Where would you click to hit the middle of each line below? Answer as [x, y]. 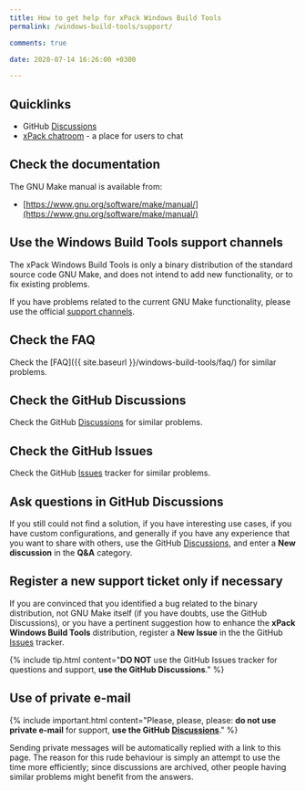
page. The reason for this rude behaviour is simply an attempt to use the [145, 757]
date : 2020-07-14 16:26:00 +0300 [73, 59]
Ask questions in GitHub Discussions [117, 501]
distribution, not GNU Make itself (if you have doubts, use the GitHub [138, 613]
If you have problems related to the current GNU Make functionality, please [150, 301]
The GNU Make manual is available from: [86, 186]
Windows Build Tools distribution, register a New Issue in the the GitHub [147, 632]
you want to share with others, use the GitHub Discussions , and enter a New [152, 543]
